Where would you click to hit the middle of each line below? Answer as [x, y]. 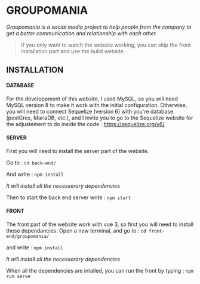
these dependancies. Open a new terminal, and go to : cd [76, 230]
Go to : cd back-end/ [31, 163]
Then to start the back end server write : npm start [69, 197]
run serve [19, 276]
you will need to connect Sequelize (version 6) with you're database [90, 111]
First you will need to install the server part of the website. [78, 151]
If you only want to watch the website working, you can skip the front [106, 45]
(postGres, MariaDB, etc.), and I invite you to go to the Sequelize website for [100, 118]
